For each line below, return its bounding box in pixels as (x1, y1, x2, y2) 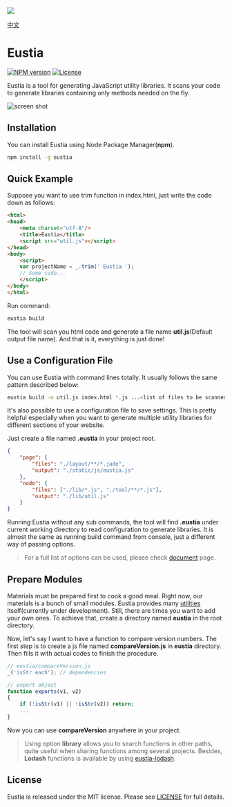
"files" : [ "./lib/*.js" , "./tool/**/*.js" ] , (32, 486, 162, 493)
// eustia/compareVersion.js (7, 663, 91, 670)
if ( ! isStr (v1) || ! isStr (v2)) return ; (19, 701, 135, 708)
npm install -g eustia (7, 153, 72, 161)
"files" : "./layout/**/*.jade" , (32, 461, 126, 468)
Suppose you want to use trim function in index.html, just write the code (7, 191, 212, 200)
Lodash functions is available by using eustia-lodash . (23, 754, 176, 762)
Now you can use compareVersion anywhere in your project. (7, 725, 182, 734)
